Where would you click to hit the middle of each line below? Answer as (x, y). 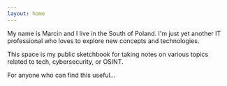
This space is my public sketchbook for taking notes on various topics (108, 54)
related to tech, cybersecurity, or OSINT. (65, 61)
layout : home (26, 14)
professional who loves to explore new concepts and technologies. (103, 41)
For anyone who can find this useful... (61, 75)
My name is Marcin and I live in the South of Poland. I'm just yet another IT (114, 33)
